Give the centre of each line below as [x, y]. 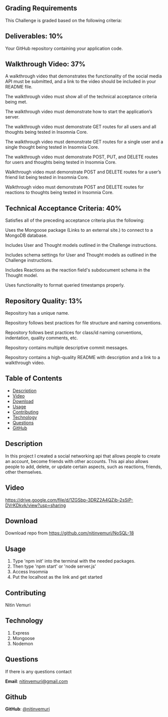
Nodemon [23, 644]
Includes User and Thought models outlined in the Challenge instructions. [81, 245]
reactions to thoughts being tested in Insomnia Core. [59, 193]
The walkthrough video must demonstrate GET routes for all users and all [81, 127]
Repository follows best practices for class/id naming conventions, [74, 333]
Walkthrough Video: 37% [45, 64]
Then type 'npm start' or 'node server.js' [54, 566]
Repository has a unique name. [37, 313]
